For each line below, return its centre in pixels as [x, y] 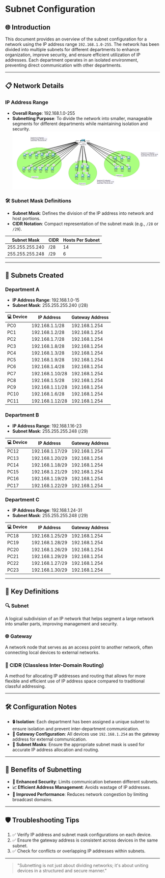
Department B [22, 415]
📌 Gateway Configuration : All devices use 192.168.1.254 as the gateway [86, 734]
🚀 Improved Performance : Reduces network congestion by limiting [80, 794]
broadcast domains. [32, 799]
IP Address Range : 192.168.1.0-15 [46, 300]
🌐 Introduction [28, 27]
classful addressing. [26, 686]
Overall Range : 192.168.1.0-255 [43, 113]
